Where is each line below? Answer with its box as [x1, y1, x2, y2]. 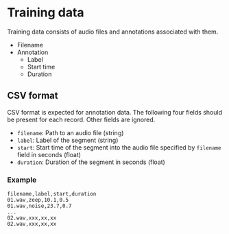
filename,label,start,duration [7, 191, 97, 198]
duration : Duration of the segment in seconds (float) [16, 158, 166, 166]
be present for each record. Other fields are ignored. [7, 115, 156, 124]
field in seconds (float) [16, 150, 81, 159]
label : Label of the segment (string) [16, 136, 119, 144]
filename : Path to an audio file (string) [16, 128, 124, 137]
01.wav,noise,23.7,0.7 [7, 202, 72, 210]
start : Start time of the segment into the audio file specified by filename [16, 143, 221, 152]
